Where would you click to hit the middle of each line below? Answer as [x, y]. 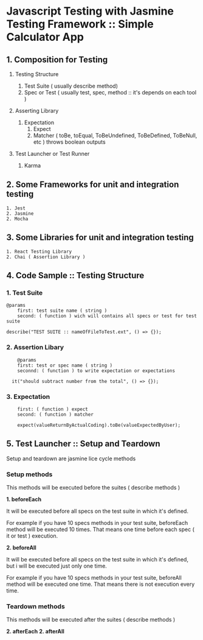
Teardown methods [36, 606]
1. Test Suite [25, 292]
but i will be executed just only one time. [57, 566]
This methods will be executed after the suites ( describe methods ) [91, 620]
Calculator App [45, 37]
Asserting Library [37, 111]
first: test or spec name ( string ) [65, 365]
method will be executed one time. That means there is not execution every [101, 584]
